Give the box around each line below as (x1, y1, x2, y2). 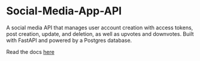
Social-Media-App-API (6, 4, 122, 18)
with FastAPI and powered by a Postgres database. (6, 36, 132, 44)
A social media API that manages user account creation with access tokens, (6, 24, 193, 31)
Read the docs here (6, 48, 55, 55)
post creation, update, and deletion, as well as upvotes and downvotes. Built (6, 30, 194, 37)
